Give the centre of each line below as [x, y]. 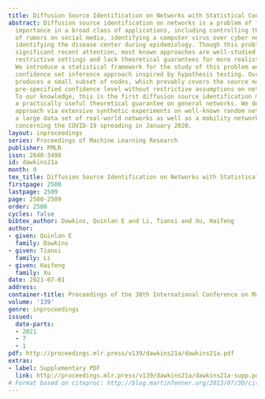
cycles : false [32, 214]
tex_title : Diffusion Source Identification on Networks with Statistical [134, 177]
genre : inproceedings [44, 309]
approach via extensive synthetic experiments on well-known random [130, 111]
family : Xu [33, 273]
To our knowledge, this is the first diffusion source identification [134, 96]
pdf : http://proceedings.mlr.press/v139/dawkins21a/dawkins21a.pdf [121, 354]
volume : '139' [32, 302]
